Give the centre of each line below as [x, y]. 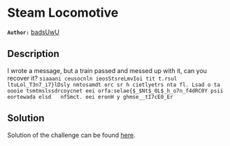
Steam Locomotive [63, 13]
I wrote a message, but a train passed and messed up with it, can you [107, 70]
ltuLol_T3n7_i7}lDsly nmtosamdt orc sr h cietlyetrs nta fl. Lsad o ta [114, 85]
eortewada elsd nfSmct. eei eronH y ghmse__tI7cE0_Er [90, 97]
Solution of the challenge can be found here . [71, 135]
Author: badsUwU [33, 32]
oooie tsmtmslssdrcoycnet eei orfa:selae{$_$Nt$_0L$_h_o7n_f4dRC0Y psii [115, 91]
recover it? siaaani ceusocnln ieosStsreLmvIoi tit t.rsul [92, 78]
